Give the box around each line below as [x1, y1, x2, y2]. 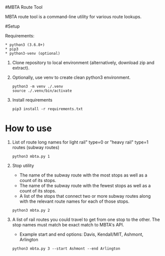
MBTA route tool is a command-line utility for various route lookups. [5, 14, 141, 19]
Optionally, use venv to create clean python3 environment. [12, 74, 131, 80]
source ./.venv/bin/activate [12, 88, 72, 93]
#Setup [5, 23, 20, 29]
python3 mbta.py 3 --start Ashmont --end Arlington [12, 246, 120, 251]
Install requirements [12, 97, 53, 103]
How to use [5, 123, 52, 134]
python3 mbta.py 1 [12, 154, 50, 159]
